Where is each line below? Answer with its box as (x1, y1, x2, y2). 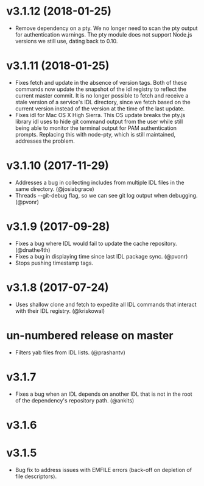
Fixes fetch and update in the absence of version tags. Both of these (15, 79, 188, 86)
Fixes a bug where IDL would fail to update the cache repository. (15, 240, 178, 247)
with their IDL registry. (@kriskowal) (15, 307, 105, 315)
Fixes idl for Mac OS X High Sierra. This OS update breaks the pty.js (15, 111, 186, 118)
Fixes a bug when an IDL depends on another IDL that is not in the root (15, 390, 193, 398)
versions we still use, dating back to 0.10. (15, 37, 118, 45)
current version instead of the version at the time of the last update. (15, 105, 185, 112)
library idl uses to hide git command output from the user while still (15, 118, 183, 125)
